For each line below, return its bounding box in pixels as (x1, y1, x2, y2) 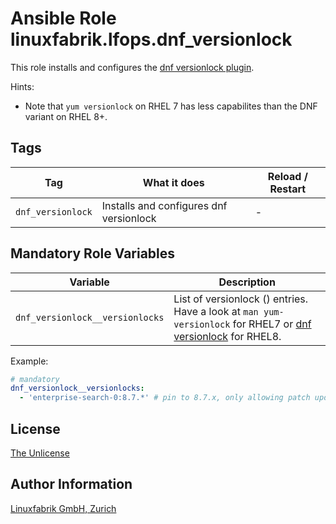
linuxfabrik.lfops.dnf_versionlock (10, 28, 293, 51)
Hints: (10, 80, 35, 92)
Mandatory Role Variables (10, 245, 176, 262)
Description (218, 275, 276, 289)
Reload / (267, 169, 308, 183)
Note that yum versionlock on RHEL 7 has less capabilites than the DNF (24, 100, 318, 112)
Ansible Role (10, 7, 117, 30)
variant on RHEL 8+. (24, 110, 108, 122)
